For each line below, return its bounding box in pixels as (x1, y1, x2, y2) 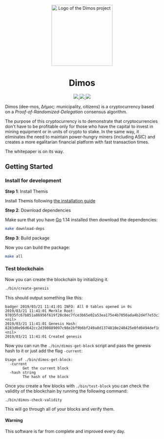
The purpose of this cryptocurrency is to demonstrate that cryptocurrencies (5, 118, 158, 124)
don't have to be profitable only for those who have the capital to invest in (5, 123, 154, 129)
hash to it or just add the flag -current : (5, 348, 83, 354)
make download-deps (5, 226, 45, 231)
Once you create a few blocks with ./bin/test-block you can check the (5, 383, 149, 389)
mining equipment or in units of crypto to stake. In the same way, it (5, 128, 139, 134)
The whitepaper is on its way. (5, 148, 64, 154)
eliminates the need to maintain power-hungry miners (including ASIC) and (5, 134, 155, 140)
